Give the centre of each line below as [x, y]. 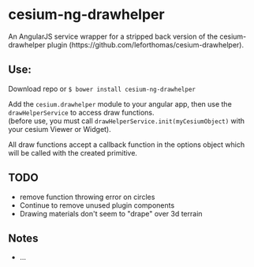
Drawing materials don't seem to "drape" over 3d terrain [111, 213]
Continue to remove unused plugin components [97, 205]
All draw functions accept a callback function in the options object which [127, 145]
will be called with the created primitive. [73, 152]
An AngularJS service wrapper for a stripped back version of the [113, 36]
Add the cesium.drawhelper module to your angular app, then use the [120, 103]
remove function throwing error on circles [87, 197]
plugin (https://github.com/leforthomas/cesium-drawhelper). [146, 44]
